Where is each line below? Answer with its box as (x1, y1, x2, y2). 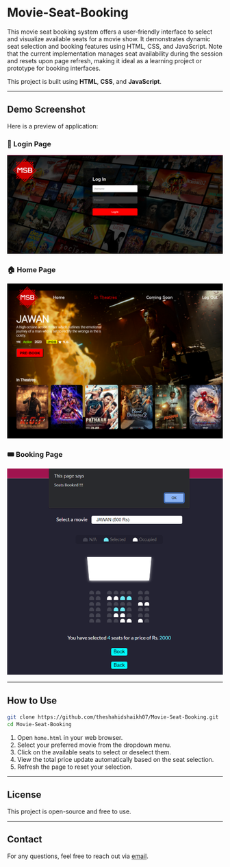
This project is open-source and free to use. (7, 807, 131, 815)
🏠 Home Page (7, 264, 56, 274)
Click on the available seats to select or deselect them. (16, 747, 171, 756)
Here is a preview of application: (7, 122, 99, 130)
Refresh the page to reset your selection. (16, 763, 133, 771)
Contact (7, 833, 42, 846)
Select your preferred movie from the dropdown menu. (16, 741, 172, 749)
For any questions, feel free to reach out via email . (7, 852, 149, 860)
